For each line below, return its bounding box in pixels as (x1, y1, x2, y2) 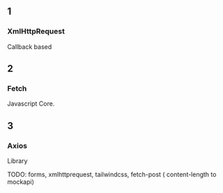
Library (7, 157, 28, 165)
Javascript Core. (7, 99, 55, 108)
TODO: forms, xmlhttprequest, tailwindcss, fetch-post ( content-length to (7, 171, 217, 179)
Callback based (7, 42, 52, 51)
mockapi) (7, 178, 35, 186)
